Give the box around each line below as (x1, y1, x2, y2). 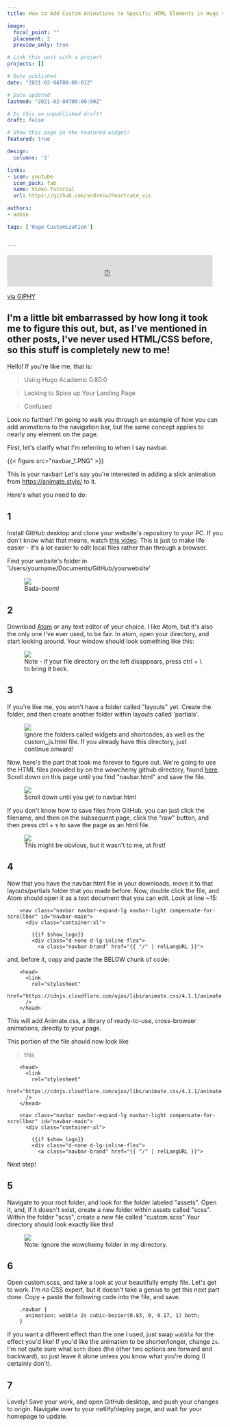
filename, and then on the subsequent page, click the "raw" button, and (7, 813, 209, 822)
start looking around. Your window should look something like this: (7, 637, 195, 646)
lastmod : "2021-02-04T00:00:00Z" (7, 98, 103, 105)
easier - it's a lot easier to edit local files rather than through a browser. (7, 543, 207, 552)
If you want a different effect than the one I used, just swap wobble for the (7, 1330, 214, 1338)
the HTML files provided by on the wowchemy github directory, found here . (7, 765, 220, 774)
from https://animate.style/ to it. (7, 477, 97, 486)
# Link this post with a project (7, 54, 103, 61)
